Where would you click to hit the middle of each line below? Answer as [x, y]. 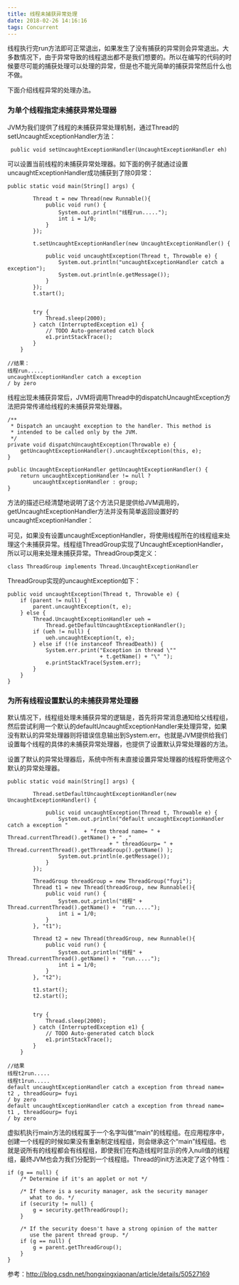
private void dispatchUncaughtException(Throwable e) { [92, 445]
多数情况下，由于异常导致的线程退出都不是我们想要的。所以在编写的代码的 [116, 57]
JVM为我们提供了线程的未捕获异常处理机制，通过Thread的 [93, 127]
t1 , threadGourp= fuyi [43, 1112]
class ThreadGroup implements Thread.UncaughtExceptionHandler [103, 567]
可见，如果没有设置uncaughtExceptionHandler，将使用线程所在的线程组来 [116, 535]
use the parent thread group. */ [79, 1235]
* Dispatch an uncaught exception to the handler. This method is [111, 426]
